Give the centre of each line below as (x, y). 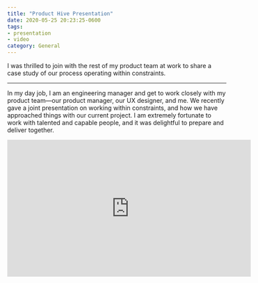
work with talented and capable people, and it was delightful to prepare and (115, 123)
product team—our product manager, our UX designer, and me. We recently (116, 100)
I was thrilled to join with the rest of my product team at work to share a (110, 66)
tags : (15, 26)
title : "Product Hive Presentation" (60, 14)
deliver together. (31, 130)
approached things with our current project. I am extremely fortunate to (110, 115)
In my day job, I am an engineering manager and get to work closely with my (116, 93)
